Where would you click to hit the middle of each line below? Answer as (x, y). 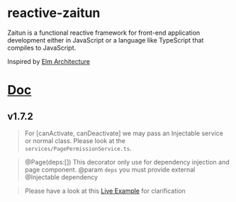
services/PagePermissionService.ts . (78, 148)
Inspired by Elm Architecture (49, 61)
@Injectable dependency (61, 177)
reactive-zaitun (54, 13)
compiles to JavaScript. (42, 47)
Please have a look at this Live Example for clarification (105, 191)
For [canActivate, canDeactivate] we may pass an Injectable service (124, 133)
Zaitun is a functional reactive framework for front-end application (104, 33)
